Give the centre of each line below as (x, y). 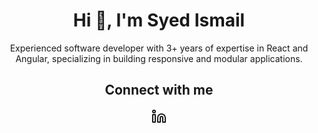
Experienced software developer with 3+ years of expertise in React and (159, 48)
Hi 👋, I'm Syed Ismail (159, 20)
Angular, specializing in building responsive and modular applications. (159, 58)
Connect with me (159, 90)
